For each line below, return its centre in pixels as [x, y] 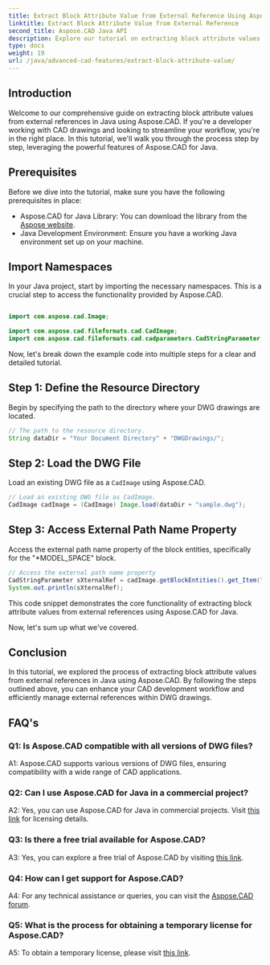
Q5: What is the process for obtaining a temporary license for [131, 925]
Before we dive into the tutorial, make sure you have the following [117, 192]
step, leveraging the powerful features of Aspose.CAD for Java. [113, 147]
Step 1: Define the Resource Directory [104, 388]
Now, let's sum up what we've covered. [74, 627]
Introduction [40, 93]
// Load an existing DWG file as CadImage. [82, 497]
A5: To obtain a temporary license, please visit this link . [100, 953]
